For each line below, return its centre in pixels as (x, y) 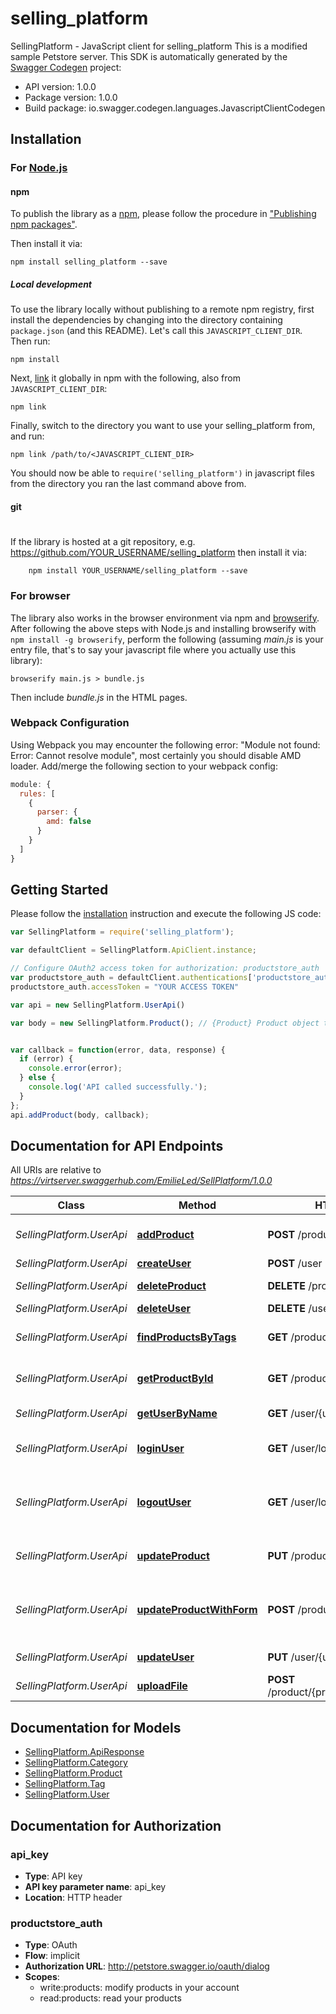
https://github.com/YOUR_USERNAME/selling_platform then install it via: (159, 553)
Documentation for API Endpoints (117, 1146)
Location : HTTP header (73, 1897)
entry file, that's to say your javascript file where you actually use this (153, 649)
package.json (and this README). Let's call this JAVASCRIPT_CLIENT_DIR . (156, 331)
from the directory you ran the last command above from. (128, 484)
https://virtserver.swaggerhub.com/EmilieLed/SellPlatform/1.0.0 (141, 1181)
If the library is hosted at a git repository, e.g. (103, 542)
